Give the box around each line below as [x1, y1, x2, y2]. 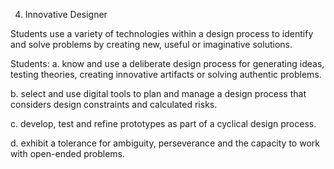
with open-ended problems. [10, 148, 125, 159]
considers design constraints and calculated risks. [10, 99, 218, 110]
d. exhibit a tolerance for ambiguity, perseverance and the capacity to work [10, 137, 320, 149]
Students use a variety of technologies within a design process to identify [10, 28, 314, 39]
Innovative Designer [24, 9, 108, 20]
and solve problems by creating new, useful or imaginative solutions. [10, 39, 293, 50]
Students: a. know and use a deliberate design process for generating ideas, [10, 58, 325, 69]
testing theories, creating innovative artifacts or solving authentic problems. [10, 69, 322, 80]
